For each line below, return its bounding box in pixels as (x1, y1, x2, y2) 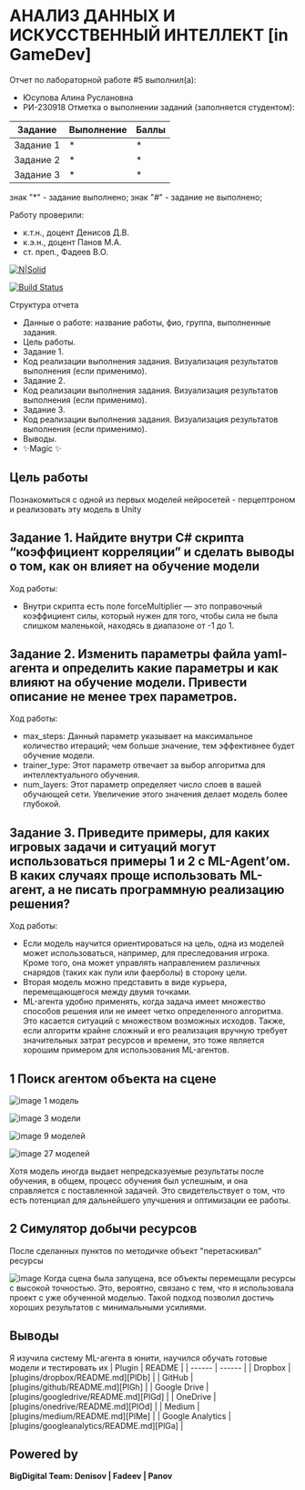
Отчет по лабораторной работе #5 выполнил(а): (9, 74, 198, 85)
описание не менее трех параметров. (9, 689, 239, 704)
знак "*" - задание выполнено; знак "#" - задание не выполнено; (9, 191, 262, 202)
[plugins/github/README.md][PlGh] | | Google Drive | (9, 1382, 209, 1392)
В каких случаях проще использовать (9, 868, 238, 883)
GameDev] (9, 45, 92, 65)
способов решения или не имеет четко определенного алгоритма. (22, 1006, 284, 1017)
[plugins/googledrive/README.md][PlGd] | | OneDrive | (9, 1391, 217, 1402)
